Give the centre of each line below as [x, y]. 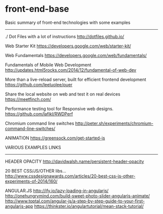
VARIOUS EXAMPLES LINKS [33, 147]
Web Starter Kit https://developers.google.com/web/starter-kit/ [68, 46]
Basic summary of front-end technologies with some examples [68, 22]
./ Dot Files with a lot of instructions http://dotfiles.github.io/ [65, 36]
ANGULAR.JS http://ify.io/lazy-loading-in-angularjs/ [57, 191]
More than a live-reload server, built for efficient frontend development [76, 79]
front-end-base [37, 9]
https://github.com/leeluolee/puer [39, 84]
